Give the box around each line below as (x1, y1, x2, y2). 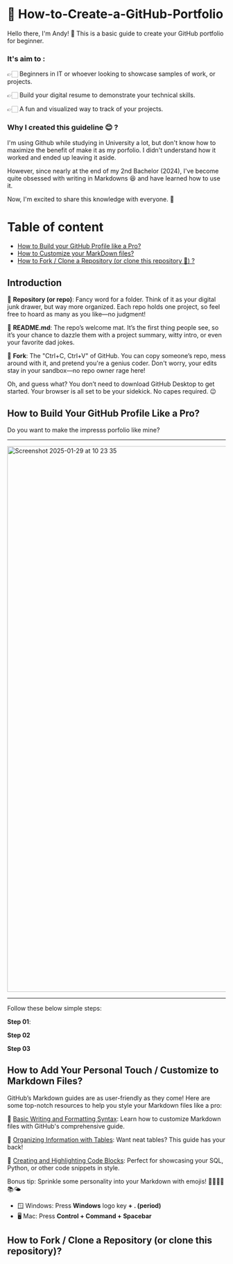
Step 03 (7, 1045, 31, 1053)
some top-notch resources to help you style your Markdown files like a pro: (7, 1101, 222, 1109)
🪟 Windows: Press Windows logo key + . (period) (17, 1201, 162, 1210)
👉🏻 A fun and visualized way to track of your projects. (7, 105, 164, 113)
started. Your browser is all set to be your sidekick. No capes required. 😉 (7, 387, 217, 396)
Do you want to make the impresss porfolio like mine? (7, 426, 160, 435)
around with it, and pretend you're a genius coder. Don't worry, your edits (7, 359, 217, 367)
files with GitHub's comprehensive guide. (7, 1122, 125, 1130)
